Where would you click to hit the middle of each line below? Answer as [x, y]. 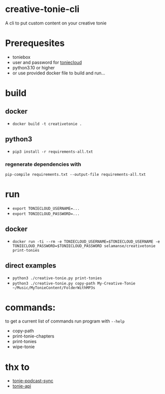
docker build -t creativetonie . [47, 124]
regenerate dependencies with [43, 164]
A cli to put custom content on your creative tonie [56, 23]
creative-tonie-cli [42, 9]
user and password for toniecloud [47, 62]
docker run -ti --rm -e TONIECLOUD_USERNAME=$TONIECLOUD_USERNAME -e [86, 241]
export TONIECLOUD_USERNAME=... [46, 208]
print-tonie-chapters [33, 336]
